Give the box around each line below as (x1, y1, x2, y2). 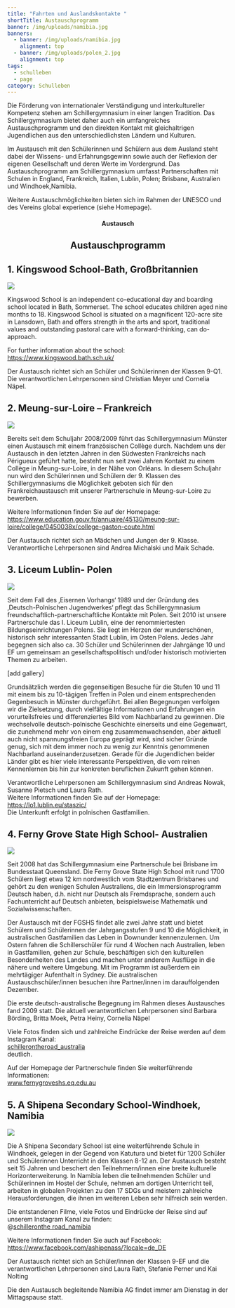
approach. (7, 333, 37, 341)
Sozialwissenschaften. (7, 905, 72, 913)
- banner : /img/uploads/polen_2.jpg (13, 50, 121, 57)
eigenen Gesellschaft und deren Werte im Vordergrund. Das (7, 159, 180, 169)
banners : (7, 29, 33, 37)
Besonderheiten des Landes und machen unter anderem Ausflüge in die (7, 956, 215, 964)
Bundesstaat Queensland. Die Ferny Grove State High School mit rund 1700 (7, 868, 224, 876)
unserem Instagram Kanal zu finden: (7, 1215, 112, 1224)
